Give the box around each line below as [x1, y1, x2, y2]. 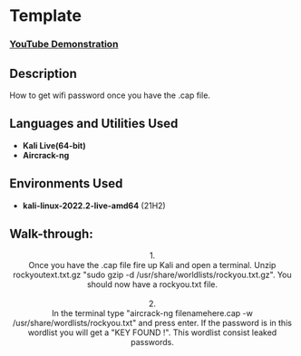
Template [9, 5, 82, 26]
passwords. [131, 337, 174, 348]
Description [9, 65, 77, 82]
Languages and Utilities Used [9, 116, 179, 131]
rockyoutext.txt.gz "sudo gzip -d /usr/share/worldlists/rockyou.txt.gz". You [13, 269, 292, 281]
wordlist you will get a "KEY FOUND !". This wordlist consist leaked [27, 327, 277, 338]
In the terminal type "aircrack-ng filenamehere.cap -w [51, 308, 254, 319]
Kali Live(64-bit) [22, 140, 86, 150]
